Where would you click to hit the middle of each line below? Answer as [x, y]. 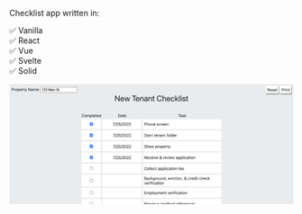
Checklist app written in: [55, 13]
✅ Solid [23, 71]
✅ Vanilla [26, 30]
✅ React [25, 40]
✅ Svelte [26, 61]
